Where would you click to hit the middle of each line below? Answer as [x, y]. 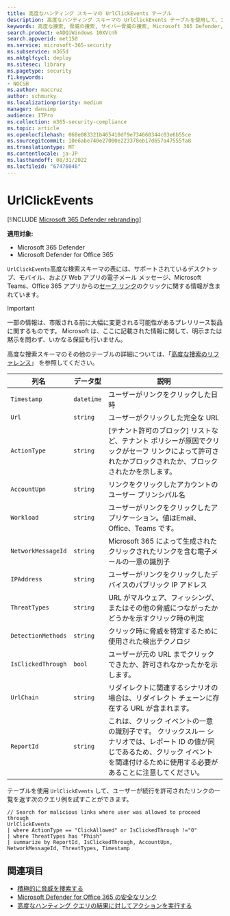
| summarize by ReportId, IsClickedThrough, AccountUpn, [90, 842]
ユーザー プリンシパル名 [147, 494]
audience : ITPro [30, 115]
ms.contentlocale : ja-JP [42, 154]
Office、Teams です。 [143, 528]
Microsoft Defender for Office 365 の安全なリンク [87, 897]
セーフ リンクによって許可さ [174, 451]
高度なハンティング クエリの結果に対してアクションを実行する [104, 906]
